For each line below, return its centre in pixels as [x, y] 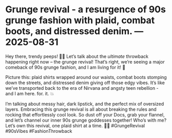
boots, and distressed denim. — [74, 31]
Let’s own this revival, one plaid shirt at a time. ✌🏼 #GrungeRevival [75, 125]
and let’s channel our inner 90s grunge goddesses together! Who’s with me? [86, 120]
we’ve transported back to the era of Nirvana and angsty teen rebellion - [82, 88]
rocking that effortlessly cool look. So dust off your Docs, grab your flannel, [85, 114]
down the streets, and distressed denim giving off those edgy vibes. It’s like [85, 83]
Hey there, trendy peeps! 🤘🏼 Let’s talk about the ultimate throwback [77, 56]
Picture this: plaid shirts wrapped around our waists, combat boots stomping [86, 77]
